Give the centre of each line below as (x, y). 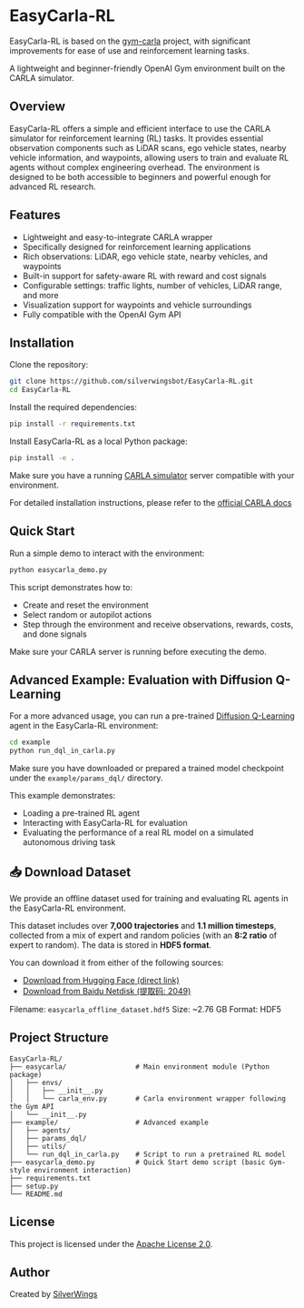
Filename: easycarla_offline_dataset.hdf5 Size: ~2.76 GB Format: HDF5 (145, 1009)
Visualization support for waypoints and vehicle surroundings (137, 305)
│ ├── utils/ (38, 1146)
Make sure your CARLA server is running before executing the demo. (138, 651)
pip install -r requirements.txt (73, 424)
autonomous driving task (69, 842)
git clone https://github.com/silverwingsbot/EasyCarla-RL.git (132, 382)
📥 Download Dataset (70, 872)
